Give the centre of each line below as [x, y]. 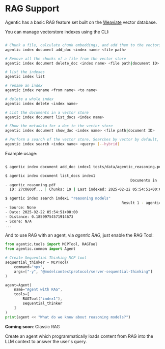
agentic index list [25, 77]
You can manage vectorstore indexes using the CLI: [57, 32]
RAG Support [32, 9]
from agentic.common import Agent [41, 249]
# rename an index [24, 86]
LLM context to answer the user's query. [46, 341]
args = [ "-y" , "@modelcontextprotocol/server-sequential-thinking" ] [83, 272]
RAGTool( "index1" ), [43, 299]
